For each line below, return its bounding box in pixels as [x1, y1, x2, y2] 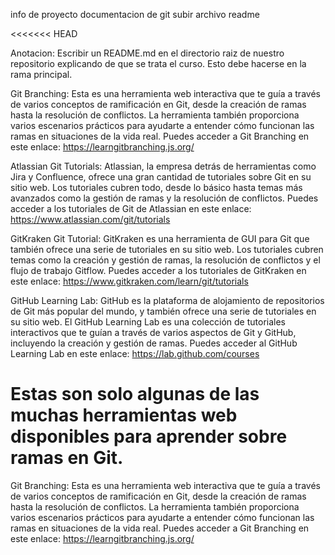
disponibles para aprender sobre [10, 425, 288, 448]
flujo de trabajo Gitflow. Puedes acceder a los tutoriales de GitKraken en [10, 265, 307, 276]
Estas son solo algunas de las [10, 383, 260, 406]
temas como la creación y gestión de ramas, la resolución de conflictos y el [10, 254, 321, 266]
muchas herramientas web [10, 404, 238, 427]
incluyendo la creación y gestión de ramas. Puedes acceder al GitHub [10, 337, 298, 349]
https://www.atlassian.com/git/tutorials [10, 214, 171, 225]
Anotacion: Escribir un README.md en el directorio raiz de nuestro [10, 47, 285, 59]
